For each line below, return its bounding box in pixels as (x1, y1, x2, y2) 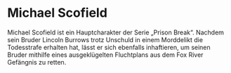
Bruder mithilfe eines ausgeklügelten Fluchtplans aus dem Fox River (7, 51, 204, 59)
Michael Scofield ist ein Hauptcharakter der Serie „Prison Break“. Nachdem (7, 28, 225, 36)
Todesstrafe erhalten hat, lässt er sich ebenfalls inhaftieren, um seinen (7, 43, 211, 51)
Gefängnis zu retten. (7, 58, 67, 66)
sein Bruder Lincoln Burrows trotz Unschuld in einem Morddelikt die (7, 35, 204, 44)
